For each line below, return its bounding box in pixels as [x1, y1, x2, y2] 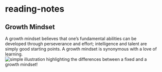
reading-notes [5, 3, 65, 15]
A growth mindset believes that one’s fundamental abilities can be [5, 36, 137, 41]
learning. [5, 51, 23, 57]
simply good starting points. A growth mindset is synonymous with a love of [5, 46, 157, 52]
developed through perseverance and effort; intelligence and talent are [5, 41, 147, 47]
